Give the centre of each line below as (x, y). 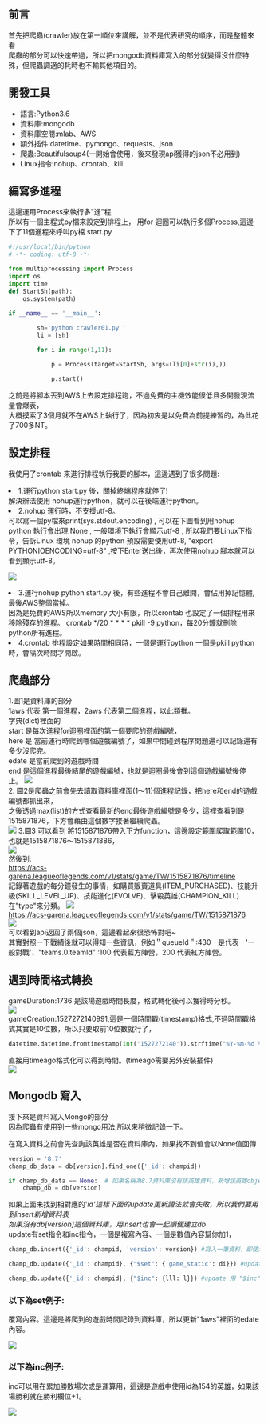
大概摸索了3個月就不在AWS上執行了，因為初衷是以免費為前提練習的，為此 (130, 415)
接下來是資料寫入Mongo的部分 (59, 1116)
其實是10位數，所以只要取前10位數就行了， (85, 1029)
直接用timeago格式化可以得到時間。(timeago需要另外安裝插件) (111, 1060)
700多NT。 (33, 425)
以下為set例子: (37, 1300)
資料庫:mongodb (47, 123)
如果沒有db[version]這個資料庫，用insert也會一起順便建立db (107, 1224)
